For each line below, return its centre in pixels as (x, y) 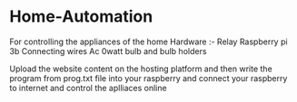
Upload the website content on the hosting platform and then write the (141, 69)
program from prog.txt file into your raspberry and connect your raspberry (148, 78)
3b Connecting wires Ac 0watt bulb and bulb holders (108, 51)
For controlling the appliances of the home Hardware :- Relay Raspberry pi (148, 42)
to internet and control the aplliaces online (88, 88)
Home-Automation (81, 17)
